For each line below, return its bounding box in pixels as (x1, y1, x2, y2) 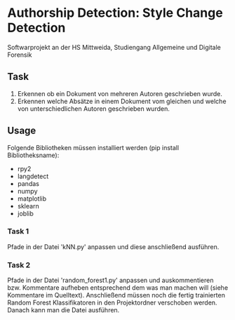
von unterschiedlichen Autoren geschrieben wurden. (17, 104, 170, 113)
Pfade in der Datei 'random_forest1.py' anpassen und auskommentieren (7, 276, 214, 285)
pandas (17, 179, 40, 187)
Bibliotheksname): (7, 151, 60, 159)
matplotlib (17, 194, 47, 203)
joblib (17, 209, 34, 218)
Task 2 (7, 260, 31, 269)
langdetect (17, 172, 49, 180)
